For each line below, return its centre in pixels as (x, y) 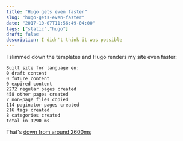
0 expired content (29, 84)
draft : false (23, 34)
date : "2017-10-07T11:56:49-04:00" (51, 23)
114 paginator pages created (43, 105)
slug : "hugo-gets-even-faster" (45, 17)
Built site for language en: (43, 68)
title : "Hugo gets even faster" (47, 12)
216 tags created (28, 110)
